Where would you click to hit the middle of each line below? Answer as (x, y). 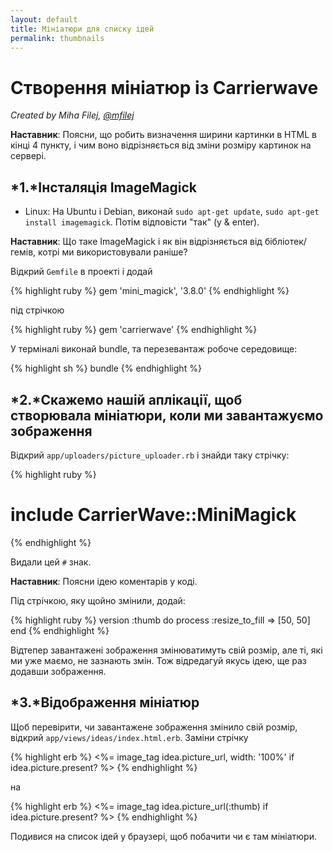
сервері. (28, 156)
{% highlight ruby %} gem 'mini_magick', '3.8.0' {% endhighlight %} (150, 291)
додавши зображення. (58, 671)
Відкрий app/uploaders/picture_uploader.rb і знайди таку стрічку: (150, 455)
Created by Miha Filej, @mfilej (72, 115)
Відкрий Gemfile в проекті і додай (81, 272)
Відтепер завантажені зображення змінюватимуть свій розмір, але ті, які (166, 650)
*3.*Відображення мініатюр (105, 702)
